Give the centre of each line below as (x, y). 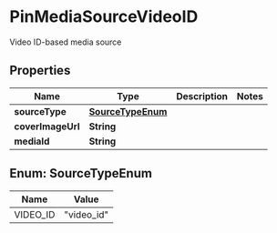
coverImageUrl (47, 127)
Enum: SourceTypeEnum (81, 173)
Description (202, 96)
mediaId (32, 141)
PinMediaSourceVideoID (104, 17)
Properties (40, 71)
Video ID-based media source (66, 42)
